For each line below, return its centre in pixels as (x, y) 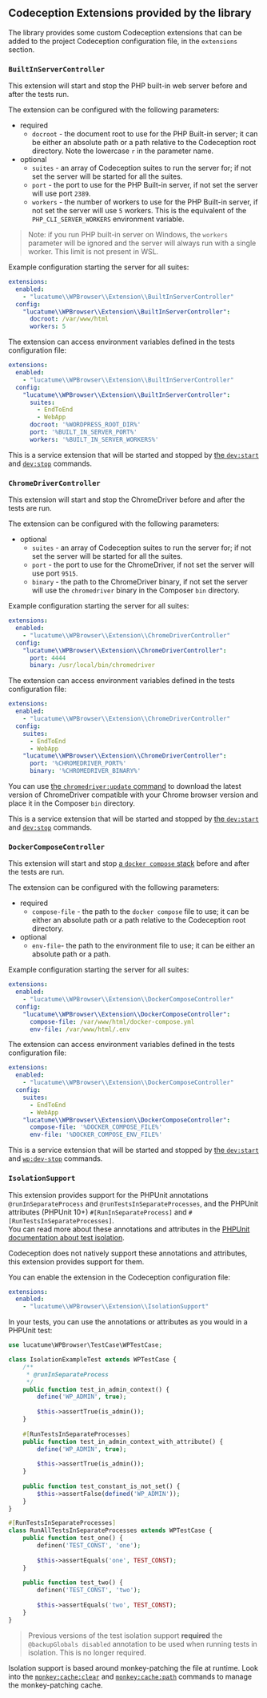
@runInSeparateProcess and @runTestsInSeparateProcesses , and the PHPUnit (133, 1203)
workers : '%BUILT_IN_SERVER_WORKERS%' (94, 439)
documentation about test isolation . (67, 1237)
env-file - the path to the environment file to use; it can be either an (143, 946)
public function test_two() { (73, 1583)
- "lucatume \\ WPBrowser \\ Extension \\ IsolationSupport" (116, 1307)
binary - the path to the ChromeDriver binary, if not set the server (139, 582)
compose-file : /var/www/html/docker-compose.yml (112, 1021)
